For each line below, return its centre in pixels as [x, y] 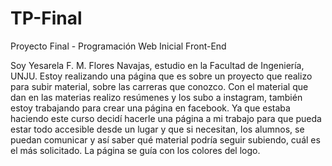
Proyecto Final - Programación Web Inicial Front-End [118, 46]
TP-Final [46, 18]
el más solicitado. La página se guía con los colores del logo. [135, 150]
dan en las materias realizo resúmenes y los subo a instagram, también [156, 97]
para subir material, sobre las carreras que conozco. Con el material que [159, 86]
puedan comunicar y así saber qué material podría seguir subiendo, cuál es [165, 139]
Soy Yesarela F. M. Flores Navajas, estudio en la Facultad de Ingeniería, [157, 65]
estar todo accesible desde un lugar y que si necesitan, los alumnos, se [157, 129]
